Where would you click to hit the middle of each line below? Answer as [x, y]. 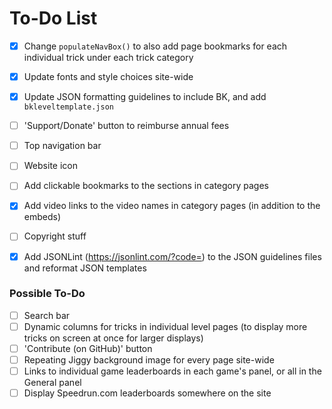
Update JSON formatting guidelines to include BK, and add [145, 97]
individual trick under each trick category [108, 57]
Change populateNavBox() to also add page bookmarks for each [155, 46]
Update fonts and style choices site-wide [108, 76]
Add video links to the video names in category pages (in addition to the [172, 206]
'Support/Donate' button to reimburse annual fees [126, 126]
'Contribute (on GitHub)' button [88, 348]
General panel [52, 383]
